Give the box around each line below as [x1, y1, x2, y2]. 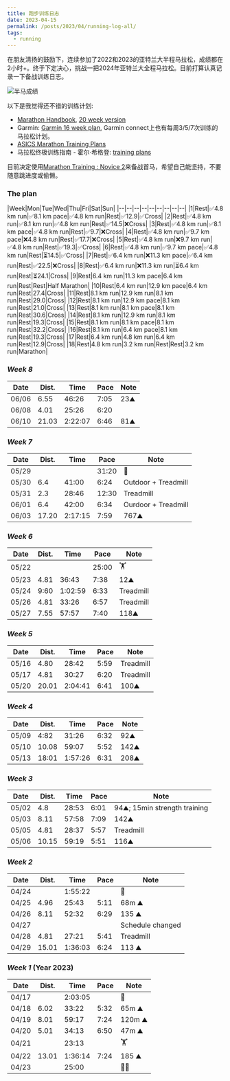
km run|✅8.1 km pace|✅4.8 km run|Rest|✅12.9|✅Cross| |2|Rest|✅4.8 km [7, 212, 211, 221]
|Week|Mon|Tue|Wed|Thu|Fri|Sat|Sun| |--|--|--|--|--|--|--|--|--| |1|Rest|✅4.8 [7, 204, 224, 213]
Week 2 [7, 857, 33, 867]
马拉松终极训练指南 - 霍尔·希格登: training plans [16, 148, 152, 157]
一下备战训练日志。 [12, 73, 67, 81]
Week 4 [7, 702, 33, 711]
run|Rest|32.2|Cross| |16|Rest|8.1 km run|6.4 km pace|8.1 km [7, 326, 179, 334]
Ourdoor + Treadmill [123, 500, 189, 509]
